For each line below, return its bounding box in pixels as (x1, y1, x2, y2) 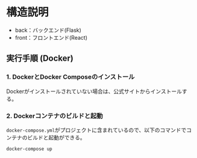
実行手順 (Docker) (6, 53, 73, 64)
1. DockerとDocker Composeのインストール (6, 73, 135, 81)
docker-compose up (6, 145, 52, 152)
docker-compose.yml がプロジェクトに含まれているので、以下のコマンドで (6, 126, 187, 133)
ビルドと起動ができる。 (27, 133, 86, 141)
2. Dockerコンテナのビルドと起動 (6, 112, 104, 120)
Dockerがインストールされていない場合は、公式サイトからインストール (6, 88, 183, 95)
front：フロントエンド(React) (14, 34, 88, 41)
